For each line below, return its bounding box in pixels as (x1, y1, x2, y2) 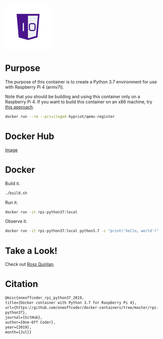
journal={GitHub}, (5, 315, 43, 320)
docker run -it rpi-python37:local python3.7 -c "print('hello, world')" (5, 228, 159, 233)
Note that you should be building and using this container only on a (5, 93, 140, 99)
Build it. (5, 180, 21, 186)
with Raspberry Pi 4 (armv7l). (5, 84, 65, 90)
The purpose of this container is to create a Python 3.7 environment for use (5, 79, 157, 85)
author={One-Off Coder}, (5, 320, 56, 325)
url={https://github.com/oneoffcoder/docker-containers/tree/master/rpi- (5, 305, 159, 311)
